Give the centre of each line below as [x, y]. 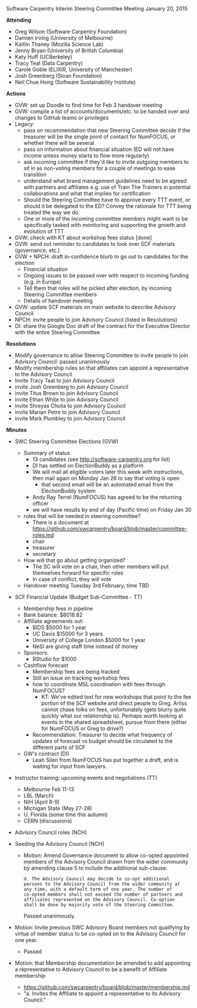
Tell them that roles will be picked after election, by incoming [97, 288]
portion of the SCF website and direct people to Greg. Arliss [114, 703]
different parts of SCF [59, 747]
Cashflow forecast [46, 665]
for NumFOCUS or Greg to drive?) [83, 728]
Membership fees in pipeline [58, 609]
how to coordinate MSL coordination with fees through [99, 684]
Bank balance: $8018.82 [53, 615]
